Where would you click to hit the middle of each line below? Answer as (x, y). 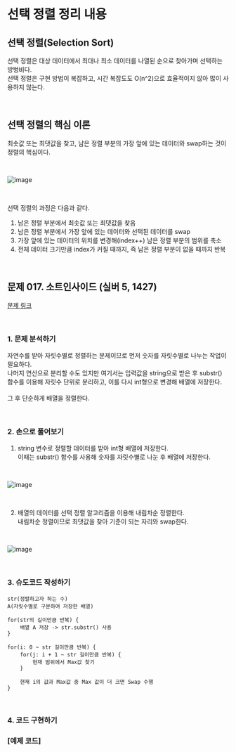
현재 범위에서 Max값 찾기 (64, 662)
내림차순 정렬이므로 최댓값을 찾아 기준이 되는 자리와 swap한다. (103, 521)
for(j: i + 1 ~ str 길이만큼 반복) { (71, 654)
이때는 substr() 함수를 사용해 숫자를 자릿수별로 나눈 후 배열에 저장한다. (114, 457)
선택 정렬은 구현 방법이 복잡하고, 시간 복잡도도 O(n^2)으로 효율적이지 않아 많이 (114, 78)
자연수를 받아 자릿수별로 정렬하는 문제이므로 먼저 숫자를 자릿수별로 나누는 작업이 (117, 355)
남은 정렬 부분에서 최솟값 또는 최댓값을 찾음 (77, 223)
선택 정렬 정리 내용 (57, 14)
